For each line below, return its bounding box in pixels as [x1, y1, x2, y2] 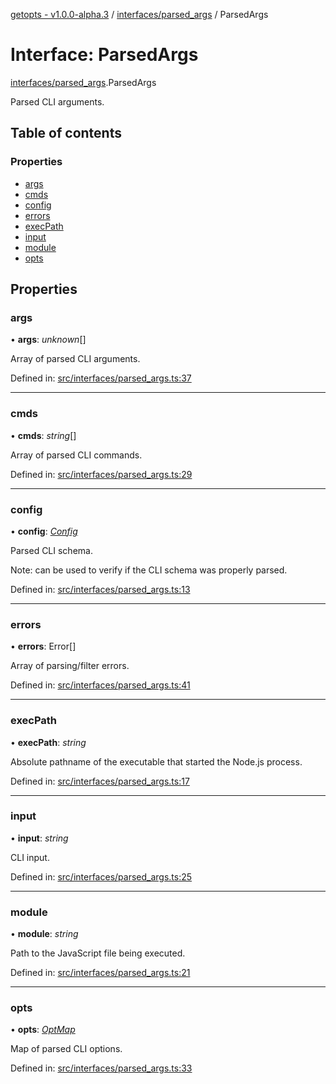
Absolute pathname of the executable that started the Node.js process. [10, 755, 303, 768]
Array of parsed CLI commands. [10, 449, 143, 461]
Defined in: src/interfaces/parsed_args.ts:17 [10, 775, 190, 787]
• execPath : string [10, 736, 87, 748]
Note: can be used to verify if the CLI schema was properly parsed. [10, 564, 288, 576]
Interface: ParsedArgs [10, 44, 199, 66]
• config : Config [10, 525, 78, 537]
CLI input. [10, 851, 50, 863]
